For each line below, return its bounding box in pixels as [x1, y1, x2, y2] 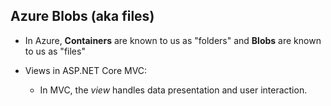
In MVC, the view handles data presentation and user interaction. [39, 84, 308, 96]
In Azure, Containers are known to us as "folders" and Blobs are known [24, 34, 322, 46]
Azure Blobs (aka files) [10, 8, 155, 25]
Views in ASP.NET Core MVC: [24, 64, 148, 76]
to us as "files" [24, 45, 86, 57]
